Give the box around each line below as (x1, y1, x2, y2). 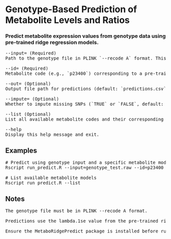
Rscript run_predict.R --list (5, 180, 81, 186)
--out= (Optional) (5, 81, 51, 87)
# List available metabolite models (5, 175, 97, 181)
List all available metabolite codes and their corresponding (5, 116, 164, 123)
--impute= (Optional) (5, 96, 60, 102)
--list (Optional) (5, 111, 51, 117)
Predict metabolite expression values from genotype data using (5, 33, 166, 40)
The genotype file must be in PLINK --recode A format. (5, 208, 148, 214)
